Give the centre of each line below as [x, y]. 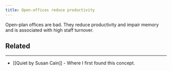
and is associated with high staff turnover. [49, 30]
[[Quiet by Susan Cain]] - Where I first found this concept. [74, 63]
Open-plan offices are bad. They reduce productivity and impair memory [82, 25]
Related [18, 46]
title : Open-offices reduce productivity [50, 10]
